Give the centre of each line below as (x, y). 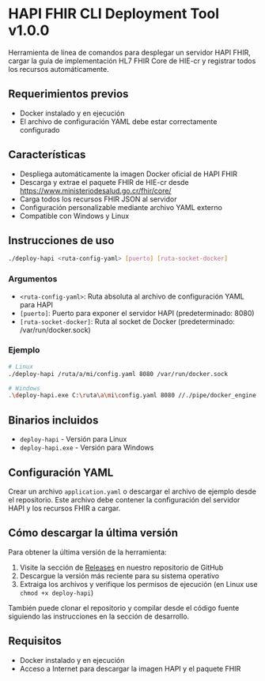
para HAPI (36, 304)
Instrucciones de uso (61, 241)
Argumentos (33, 279)
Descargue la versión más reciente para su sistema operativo (119, 576)
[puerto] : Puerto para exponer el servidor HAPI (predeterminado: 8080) (137, 313)
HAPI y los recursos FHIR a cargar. (64, 508)
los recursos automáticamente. (59, 69)
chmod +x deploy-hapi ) (57, 593)
